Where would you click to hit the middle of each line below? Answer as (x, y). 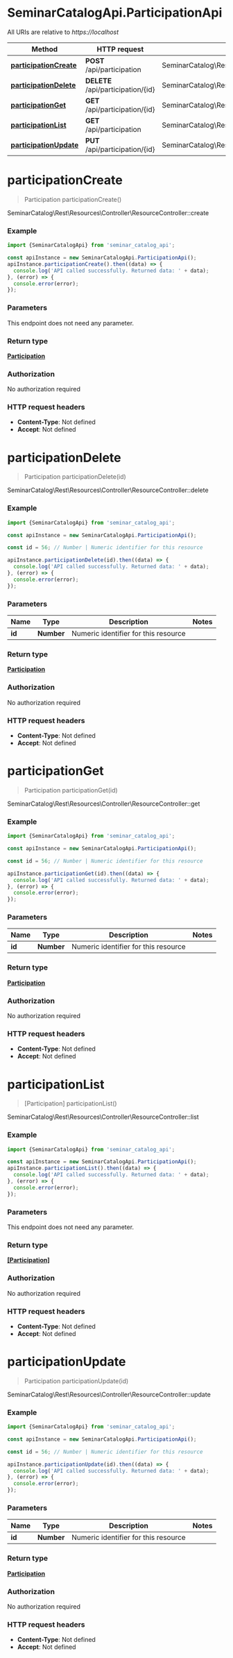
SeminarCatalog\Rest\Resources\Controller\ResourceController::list (103, 1117)
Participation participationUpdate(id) (76, 1381)
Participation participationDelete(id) (75, 477)
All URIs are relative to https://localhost (63, 32)
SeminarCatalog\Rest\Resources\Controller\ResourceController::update (109, 1394)
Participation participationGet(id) (71, 790)
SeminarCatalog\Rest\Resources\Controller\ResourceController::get (104, 804)
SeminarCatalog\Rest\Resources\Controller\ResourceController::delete (108, 490)
